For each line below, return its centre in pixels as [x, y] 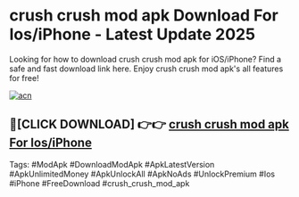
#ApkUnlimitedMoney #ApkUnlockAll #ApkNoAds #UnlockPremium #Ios [142, 174]
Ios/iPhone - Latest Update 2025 [133, 34]
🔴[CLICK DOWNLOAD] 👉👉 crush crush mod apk [149, 124]
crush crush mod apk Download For [144, 16]
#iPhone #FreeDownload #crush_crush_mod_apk [100, 183]
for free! [24, 78]
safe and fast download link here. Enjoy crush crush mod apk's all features [146, 69]
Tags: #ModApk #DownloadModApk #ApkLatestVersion [112, 164]
